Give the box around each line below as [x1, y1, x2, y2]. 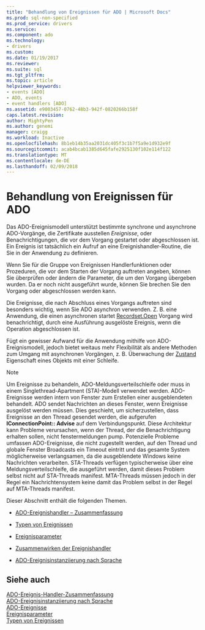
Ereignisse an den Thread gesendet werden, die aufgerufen [6, 413, 157, 421]
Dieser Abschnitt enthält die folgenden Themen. [6, 497, 127, 505]
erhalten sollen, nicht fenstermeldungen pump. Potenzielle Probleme [6, 433, 179, 440]
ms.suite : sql [6, 66, 43, 73]
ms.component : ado [6, 32, 53, 38]
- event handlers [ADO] [6, 100, 67, 106]
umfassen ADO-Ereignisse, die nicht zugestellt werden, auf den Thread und [6, 439, 198, 447]
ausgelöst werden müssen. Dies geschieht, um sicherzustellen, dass [6, 407, 179, 414]
